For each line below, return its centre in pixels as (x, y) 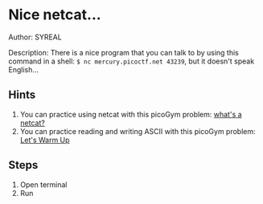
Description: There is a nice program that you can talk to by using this (123, 52)
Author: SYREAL (35, 37)
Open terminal (43, 184)
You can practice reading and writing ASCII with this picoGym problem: (138, 131)
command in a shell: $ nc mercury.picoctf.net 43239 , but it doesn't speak (131, 61)
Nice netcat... (55, 15)
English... (23, 69)
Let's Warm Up (45, 140)
